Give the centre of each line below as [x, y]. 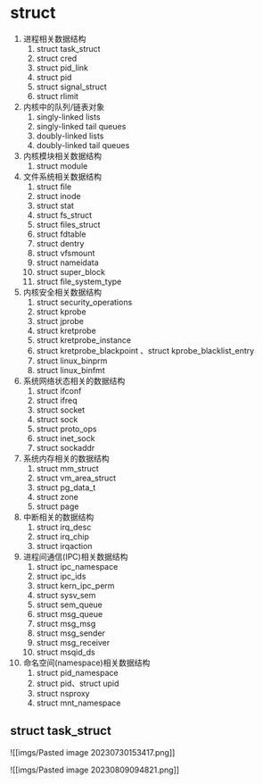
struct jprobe [60, 321]
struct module [62, 166]
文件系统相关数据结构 [62, 176]
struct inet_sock [66, 438]
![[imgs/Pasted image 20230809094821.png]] [95, 770]
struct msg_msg [66, 623]
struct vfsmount [66, 253]
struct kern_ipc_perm [75, 585]
